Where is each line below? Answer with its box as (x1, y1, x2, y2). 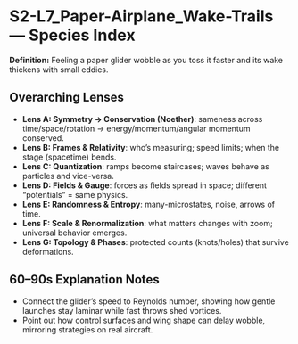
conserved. (21, 132, 64, 143)
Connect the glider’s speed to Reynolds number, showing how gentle (21, 296, 276, 307)
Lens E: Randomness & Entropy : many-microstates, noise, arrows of (21, 199, 275, 209)
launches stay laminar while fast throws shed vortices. (21, 305, 222, 315)
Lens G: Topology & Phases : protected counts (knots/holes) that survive (21, 236, 290, 247)
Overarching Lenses (9, 90, 125, 105)
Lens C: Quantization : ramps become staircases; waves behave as (21, 160, 269, 171)
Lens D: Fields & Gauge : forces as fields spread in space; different (21, 180, 268, 191)
